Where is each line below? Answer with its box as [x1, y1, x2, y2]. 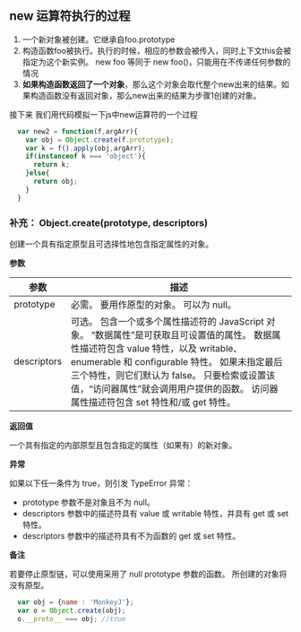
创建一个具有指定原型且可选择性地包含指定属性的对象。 [9, 238, 213, 249]
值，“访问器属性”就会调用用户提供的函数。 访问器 [70, 382, 279, 394]
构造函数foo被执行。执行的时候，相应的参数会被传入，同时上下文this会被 [21, 45, 291, 56]
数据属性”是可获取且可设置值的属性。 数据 [95, 328, 272, 341]
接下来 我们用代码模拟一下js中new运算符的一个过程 [9, 108, 199, 119]
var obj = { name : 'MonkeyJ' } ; [17, 597, 134, 607]
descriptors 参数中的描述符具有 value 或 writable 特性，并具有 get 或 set [21, 507, 289, 518]
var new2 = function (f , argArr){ [17, 126, 139, 136]
